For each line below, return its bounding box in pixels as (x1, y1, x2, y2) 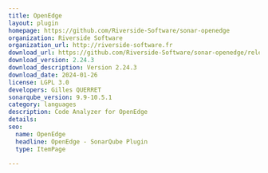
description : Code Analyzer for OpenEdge (8, 108, 148, 116)
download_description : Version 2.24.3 (8, 64, 137, 72)
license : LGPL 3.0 (8, 78, 69, 86)
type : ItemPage (15, 145, 66, 153)
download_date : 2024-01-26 (8, 71, 98, 79)
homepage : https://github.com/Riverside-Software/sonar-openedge (8, 26, 230, 34)
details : (8, 116, 37, 124)
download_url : (8, 49, 56, 57)
